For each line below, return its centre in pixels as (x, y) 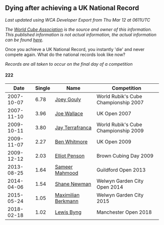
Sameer (64, 167)
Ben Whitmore (71, 142)
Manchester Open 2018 (124, 212)
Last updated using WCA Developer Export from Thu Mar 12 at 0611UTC (78, 20)
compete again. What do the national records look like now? (65, 54)
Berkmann (67, 201)
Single (42, 88)
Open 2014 (110, 187)
